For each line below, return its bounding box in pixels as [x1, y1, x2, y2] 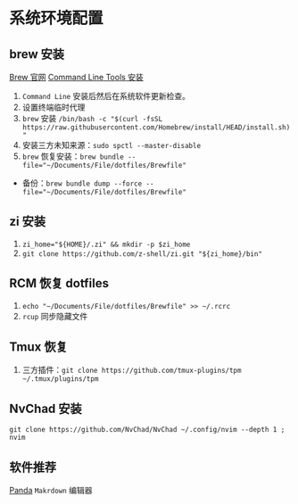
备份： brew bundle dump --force [21, 178, 143, 188]
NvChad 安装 [9, 401, 82, 416]
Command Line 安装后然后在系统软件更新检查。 [21, 91, 190, 101]
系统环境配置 [9, 8, 104, 29]
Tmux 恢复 [9, 340, 69, 355]
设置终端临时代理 [21, 102, 86, 112]
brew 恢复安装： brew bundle [21, 151, 125, 161]
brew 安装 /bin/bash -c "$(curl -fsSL [21, 113, 163, 123]
